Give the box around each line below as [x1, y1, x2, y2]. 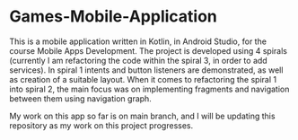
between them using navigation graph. [9, 92, 153, 104]
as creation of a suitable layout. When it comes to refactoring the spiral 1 [9, 74, 276, 84]
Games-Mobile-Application [9, 6, 218, 27]
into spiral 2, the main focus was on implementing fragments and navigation [9, 83, 290, 94]
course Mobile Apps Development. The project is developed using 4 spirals [9, 45, 287, 56]
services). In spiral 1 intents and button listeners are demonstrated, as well [9, 65, 284, 75]
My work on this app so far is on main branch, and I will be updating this [9, 110, 276, 121]
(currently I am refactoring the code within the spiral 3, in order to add [9, 55, 267, 66]
